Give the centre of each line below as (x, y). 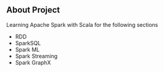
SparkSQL (28, 43)
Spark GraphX (33, 62)
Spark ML (27, 49)
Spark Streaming (36, 56)
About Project (33, 10)
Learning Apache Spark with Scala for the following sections (82, 24)
